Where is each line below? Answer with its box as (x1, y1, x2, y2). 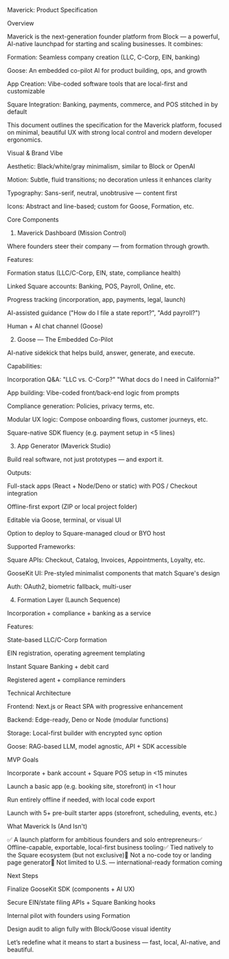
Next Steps (7, 872, 39, 879)
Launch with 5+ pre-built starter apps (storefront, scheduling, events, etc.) (7, 809, 217, 817)
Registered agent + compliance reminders (7, 676, 126, 683)
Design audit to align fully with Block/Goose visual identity (7, 925, 171, 933)
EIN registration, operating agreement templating (7, 649, 145, 657)
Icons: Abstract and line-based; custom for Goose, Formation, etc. (7, 202, 194, 210)
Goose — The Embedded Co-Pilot (16, 335, 113, 343)
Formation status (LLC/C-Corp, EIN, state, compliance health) (7, 269, 181, 277)
